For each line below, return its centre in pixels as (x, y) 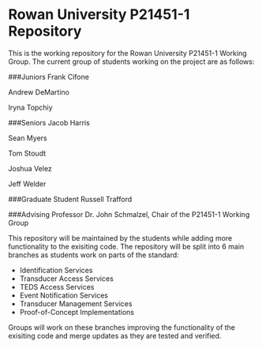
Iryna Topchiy (30, 107)
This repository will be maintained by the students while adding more (120, 238)
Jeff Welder (27, 184)
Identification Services (56, 270)
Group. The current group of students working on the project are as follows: (131, 62)
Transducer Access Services (67, 279)
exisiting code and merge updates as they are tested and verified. (115, 335)
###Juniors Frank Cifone (49, 77)
